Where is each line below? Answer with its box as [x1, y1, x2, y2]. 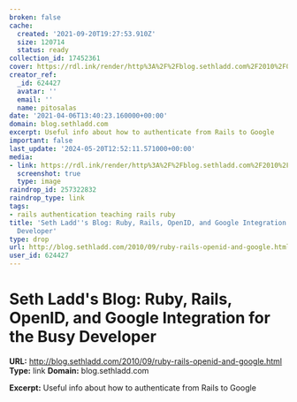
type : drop [9, 235, 49, 244]
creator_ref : [9, 71, 57, 80]
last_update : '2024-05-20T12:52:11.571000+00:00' [9, 144, 196, 153]
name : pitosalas [17, 103, 77, 112]
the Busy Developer [9, 327, 157, 347]
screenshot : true [17, 169, 81, 178]
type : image [17, 178, 62, 186]
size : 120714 [17, 37, 65, 47]
